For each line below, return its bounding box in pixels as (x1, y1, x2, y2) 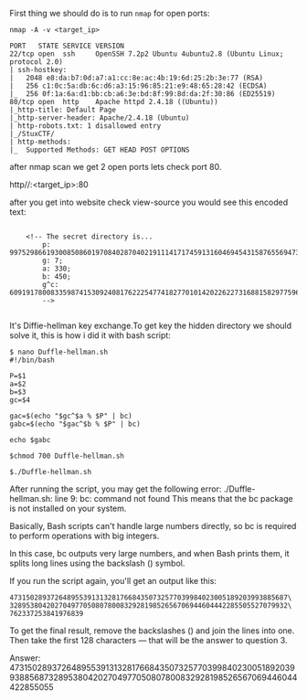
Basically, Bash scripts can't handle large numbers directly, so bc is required (9, 521, 297, 531)
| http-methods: (9, 137, 71, 146)
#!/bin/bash (9, 355, 55, 365)
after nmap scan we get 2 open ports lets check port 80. (9, 162, 222, 172)
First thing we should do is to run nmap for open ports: (9, 8, 210, 18)
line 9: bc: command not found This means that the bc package (54, 493, 294, 504)
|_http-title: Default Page (9, 105, 117, 114)
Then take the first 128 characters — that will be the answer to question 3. (9, 635, 288, 645)
